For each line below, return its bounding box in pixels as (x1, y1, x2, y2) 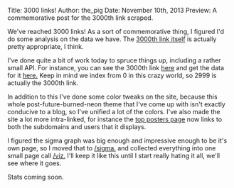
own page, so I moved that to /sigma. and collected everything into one (7, 144, 216, 152)
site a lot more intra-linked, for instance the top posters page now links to (7, 115, 223, 123)
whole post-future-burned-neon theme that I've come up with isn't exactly (7, 100, 225, 109)
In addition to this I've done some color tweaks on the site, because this (7, 92, 218, 101)
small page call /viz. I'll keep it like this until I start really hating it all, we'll (7, 152, 220, 160)
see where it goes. (7, 159, 62, 167)
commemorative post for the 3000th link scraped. (7, 13, 154, 22)
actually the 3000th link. (7, 79, 79, 87)
